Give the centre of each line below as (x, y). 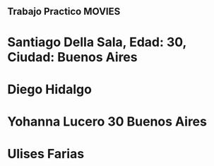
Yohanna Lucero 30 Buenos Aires (107, 121)
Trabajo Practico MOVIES (64, 12)
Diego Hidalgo (49, 89)
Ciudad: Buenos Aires (72, 57)
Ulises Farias (46, 154)
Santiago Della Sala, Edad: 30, (97, 42)
